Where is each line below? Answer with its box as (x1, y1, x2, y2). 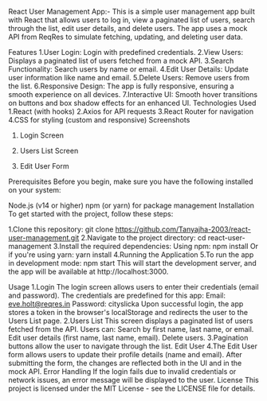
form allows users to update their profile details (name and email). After (8, 350, 243, 359)
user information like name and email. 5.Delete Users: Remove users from (8, 73, 249, 82)
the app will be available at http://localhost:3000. (8, 267, 169, 276)
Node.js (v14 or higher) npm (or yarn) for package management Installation (8, 200, 255, 210)
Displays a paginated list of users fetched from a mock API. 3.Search (8, 56, 234, 65)
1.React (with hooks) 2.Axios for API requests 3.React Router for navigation (8, 107, 253, 116)
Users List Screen (19, 146, 79, 155)
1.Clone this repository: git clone (8, 224, 114, 234)
